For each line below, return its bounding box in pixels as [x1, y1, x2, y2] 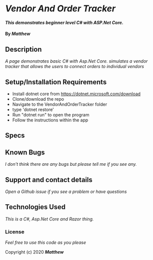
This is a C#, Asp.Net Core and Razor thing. [5, 216, 94, 222]
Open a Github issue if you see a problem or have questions [5, 188, 127, 195]
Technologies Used [5, 203, 65, 211]
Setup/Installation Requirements [5, 77, 107, 86]
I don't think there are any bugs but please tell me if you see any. [5, 161, 137, 167]
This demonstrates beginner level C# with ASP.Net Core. [5, 19, 124, 25]
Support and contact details [5, 176, 92, 184]
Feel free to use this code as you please [5, 240, 86, 246]
